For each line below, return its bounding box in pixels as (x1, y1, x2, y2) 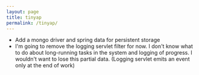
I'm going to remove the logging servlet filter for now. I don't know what (14, 43, 193, 50)
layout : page (6, 8, 39, 15)
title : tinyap (6, 14, 42, 20)
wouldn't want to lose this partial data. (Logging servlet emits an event (14, 55, 190, 63)
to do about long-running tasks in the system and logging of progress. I (14, 49, 192, 56)
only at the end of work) (14, 62, 75, 69)
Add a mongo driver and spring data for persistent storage (14, 37, 160, 44)
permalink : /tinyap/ (6, 20, 58, 26)
